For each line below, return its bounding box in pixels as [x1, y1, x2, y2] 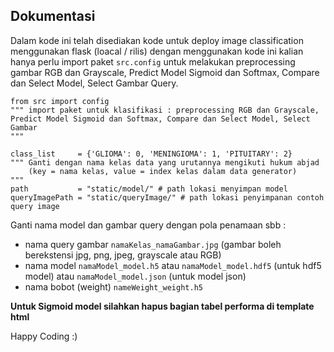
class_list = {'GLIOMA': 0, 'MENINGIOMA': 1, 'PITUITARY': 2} [10, 149, 293, 159]
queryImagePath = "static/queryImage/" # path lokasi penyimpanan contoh [10, 192, 325, 203]
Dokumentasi [10, 8, 96, 25]
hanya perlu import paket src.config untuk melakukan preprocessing [10, 55, 296, 68]
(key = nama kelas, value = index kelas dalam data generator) [28, 166, 298, 176]
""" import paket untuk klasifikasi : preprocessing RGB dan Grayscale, [10, 105, 320, 115]
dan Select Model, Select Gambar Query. [10, 77, 179, 89]
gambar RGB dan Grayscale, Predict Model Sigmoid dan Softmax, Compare [10, 66, 320, 78]
